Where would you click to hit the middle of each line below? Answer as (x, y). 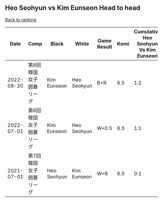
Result (105, 47)
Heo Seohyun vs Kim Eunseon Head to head (73, 8)
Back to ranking (21, 19)
